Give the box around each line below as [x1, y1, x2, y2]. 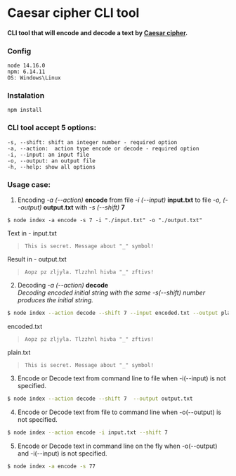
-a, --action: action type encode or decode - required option [7, 145, 199, 152]
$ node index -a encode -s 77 [7, 463, 96, 470]
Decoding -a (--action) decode [17, 281, 109, 289]
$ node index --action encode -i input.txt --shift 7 [7, 429, 169, 436]
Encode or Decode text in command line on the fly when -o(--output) [17, 442, 218, 450]
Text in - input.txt [7, 229, 58, 237]
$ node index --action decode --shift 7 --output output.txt [7, 395, 193, 402]
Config [7, 46, 32, 56]
